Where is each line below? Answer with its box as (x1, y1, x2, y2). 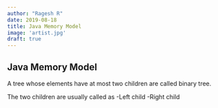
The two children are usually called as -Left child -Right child (7, 92, 181, 100)
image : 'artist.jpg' (7, 29, 67, 36)
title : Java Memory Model (7, 23, 81, 30)
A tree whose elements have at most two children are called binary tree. (7, 79, 212, 87)
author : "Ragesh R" (7, 10, 63, 17)
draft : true (7, 36, 41, 43)
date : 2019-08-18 (7, 17, 57, 23)
